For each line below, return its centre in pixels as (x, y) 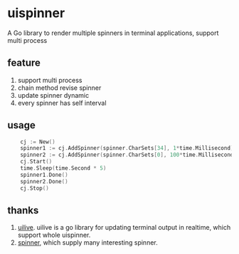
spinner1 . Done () (44, 175)
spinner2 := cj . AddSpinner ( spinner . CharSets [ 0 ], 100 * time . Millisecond (127, 155)
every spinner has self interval (62, 103)
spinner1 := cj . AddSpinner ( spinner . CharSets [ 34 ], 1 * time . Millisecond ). (128, 148)
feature (24, 63)
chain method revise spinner (59, 88)
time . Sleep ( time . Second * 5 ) (63, 168)
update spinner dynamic (53, 95)
